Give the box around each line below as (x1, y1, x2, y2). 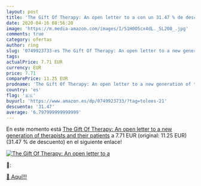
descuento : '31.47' (6, 103, 55, 110)
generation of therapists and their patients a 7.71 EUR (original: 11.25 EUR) (6, 132, 187, 139)
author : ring (6, 43, 39, 49)
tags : (6, 53, 20, 59)
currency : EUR (6, 64, 42, 71)
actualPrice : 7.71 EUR (6, 59, 63, 65)
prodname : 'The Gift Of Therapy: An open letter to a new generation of (6, 82, 191, 88)
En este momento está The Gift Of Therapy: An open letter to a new (6, 125, 172, 133)
